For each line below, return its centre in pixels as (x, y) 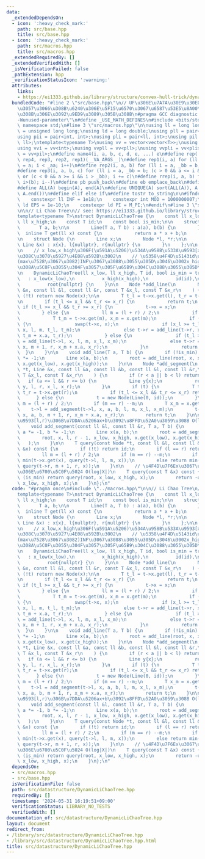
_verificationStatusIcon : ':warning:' (61, 80)
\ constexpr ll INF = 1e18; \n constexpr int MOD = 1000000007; (108, 199)
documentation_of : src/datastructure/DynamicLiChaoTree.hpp (85, 818)
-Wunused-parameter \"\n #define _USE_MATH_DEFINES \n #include (95, 120)
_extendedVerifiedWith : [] (46, 63)
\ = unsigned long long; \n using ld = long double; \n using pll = (101, 131)
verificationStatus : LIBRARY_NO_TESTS (61, 806)
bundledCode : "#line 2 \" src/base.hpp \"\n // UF (74, 103)
